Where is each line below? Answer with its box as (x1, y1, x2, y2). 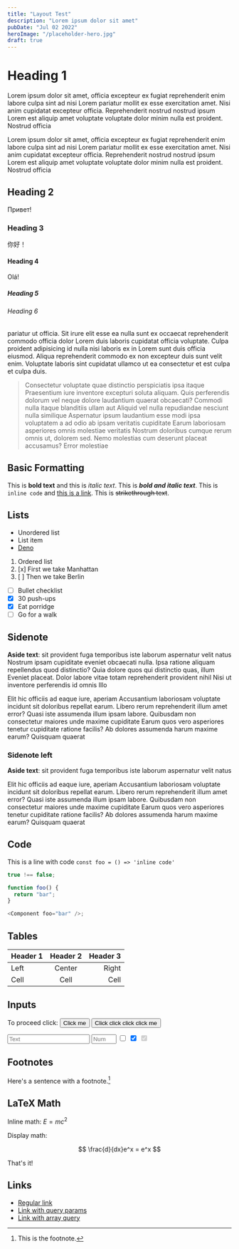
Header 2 (49, 951, 83, 961)
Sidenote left (7, 750, 53, 760)
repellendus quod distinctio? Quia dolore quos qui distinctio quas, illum (7, 665, 215, 674)
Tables (7, 930, 38, 942)
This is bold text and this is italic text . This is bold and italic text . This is (7, 480, 218, 489)
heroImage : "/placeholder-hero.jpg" (7, 30, 116, 38)
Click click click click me (95, 1019, 158, 1027)
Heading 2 (7, 186, 55, 198)
